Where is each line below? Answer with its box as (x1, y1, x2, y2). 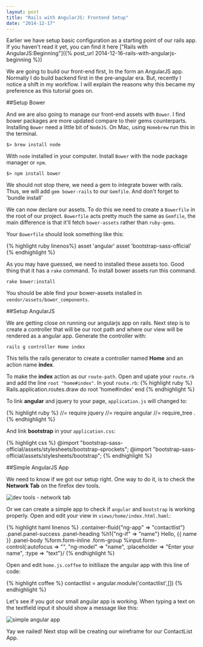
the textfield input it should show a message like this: (6, 605, 138, 612)
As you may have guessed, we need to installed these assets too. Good (6, 260, 185, 268)
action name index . (6, 361, 55, 368)
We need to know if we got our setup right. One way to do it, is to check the (6, 476, 195, 483)
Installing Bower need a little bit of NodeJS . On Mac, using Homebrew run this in (6, 124, 195, 131)
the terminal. (6, 130, 38, 137)
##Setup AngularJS (6, 308, 55, 315)
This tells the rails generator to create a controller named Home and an (6, 354, 184, 362)
